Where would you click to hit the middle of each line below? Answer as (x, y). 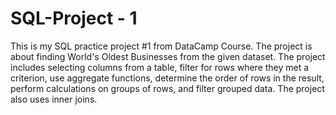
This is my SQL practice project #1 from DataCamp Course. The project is (161, 46)
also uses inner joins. (54, 99)
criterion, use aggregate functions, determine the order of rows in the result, (167, 78)
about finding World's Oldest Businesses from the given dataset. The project (168, 56)
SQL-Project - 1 (74, 18)
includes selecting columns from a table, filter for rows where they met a (160, 67)
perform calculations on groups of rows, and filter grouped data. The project (167, 88)
